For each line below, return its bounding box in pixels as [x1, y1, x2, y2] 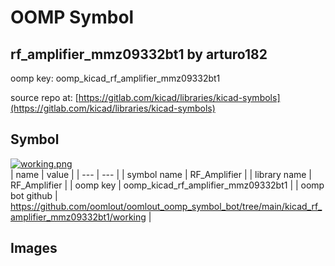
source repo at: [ [10, 92, 79, 103]
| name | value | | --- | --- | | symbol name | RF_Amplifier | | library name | [10, 168, 313, 180]
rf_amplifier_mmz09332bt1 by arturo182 [10, 46, 268, 63]
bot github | [10, 189, 58, 201]
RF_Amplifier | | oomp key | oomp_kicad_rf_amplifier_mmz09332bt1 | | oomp [10, 179, 325, 191]
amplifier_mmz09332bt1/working [10, 211, 147, 223]
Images [10, 240, 58, 257]
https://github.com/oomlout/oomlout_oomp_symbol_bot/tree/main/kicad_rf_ [10, 200, 323, 212]
